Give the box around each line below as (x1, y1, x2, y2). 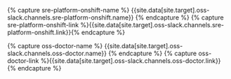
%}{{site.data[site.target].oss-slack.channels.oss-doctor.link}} (40, 57, 221, 65)
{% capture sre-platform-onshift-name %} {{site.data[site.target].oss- (7, 6, 210, 14)
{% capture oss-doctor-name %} (7, 42, 103, 50)
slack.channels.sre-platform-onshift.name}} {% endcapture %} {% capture (7, 13, 224, 22)
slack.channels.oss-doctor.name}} (7, 49, 107, 57)
